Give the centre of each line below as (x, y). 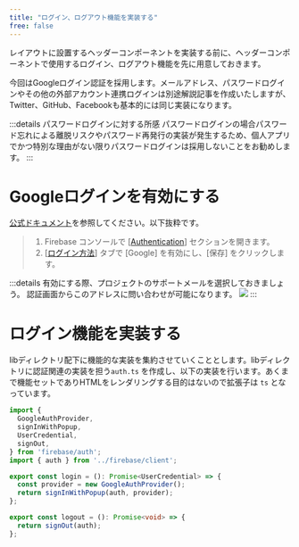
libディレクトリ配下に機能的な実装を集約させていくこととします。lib (135, 360)
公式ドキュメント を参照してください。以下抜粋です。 (106, 223)
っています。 (32, 394)
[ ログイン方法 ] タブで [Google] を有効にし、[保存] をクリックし (161, 253)
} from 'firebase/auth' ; (55, 452)
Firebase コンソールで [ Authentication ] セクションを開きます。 (159, 242)
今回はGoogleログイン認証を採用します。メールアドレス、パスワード (135, 82)
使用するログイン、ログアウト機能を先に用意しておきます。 (157, 63)
